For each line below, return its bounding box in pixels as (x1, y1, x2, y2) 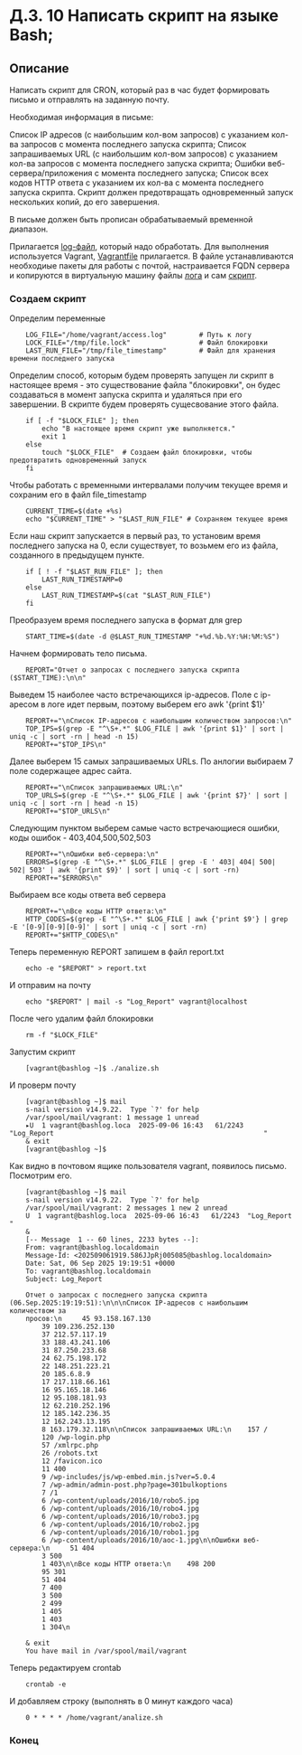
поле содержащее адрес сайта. (9, 766, 133, 777)
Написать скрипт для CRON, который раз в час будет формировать (9, 85, 270, 95)
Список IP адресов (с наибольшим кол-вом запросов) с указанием (9, 129, 270, 140)
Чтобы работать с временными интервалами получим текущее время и (9, 480, 288, 491)
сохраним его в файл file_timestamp (9, 489, 147, 500)
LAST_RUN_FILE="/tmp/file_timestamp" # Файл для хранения (25, 346, 277, 355)
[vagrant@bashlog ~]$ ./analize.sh (25, 1064, 160, 1073)
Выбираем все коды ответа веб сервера (9, 890, 167, 901)
